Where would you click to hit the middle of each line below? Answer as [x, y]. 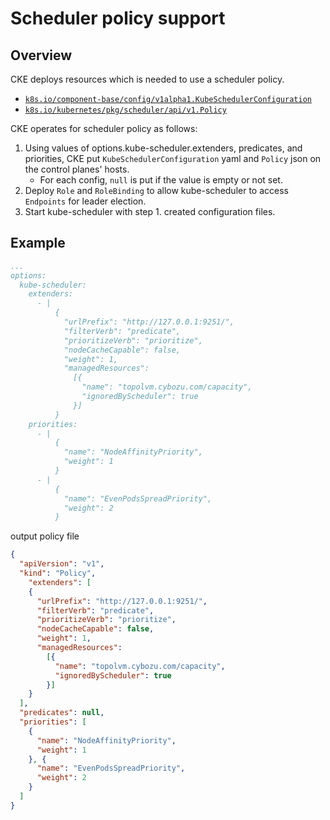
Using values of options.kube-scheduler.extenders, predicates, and [163, 148]
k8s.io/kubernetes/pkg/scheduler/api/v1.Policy [125, 110]
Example [38, 243]
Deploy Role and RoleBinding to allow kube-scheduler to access [156, 190]
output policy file [45, 536]
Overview [41, 55]
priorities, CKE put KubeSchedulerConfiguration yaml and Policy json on [173, 158]
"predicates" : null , [62, 713]
